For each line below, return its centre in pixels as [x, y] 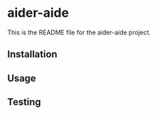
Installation [32, 54]
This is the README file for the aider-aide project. [79, 32]
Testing [24, 102]
